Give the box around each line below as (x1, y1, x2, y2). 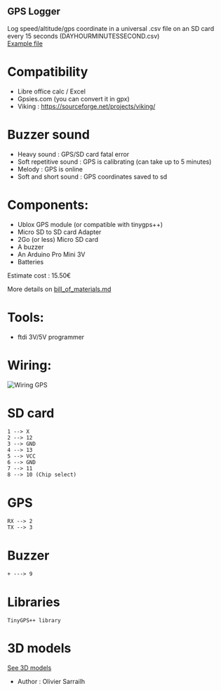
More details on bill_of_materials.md (7, 285, 112, 293)
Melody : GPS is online (17, 164, 83, 173)
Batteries (17, 257, 44, 266)
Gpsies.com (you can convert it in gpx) (17, 94, 130, 103)
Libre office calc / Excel (17, 87, 86, 96)
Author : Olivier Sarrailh (17, 678, 86, 686)
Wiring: (7, 357, 52, 373)
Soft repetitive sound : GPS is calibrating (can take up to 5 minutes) (17, 157, 212, 166)
